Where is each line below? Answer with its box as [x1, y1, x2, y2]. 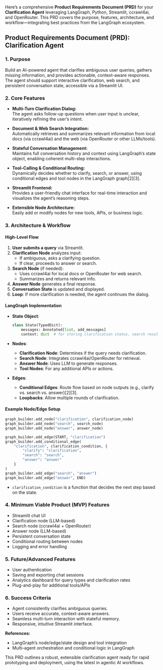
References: [5, 631, 31, 636]
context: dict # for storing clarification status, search [21, 332, 145, 337]
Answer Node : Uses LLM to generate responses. [19, 360, 118, 366]
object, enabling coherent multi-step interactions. [12, 155, 111, 161]
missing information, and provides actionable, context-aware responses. [5, 72, 150, 78]
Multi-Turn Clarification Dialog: [12, 106, 77, 112]
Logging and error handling [12, 543, 67, 549]
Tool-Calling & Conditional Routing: [12, 165, 85, 171]
